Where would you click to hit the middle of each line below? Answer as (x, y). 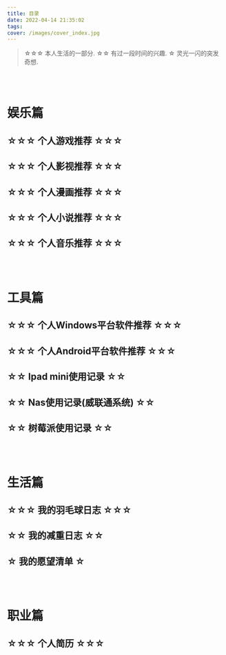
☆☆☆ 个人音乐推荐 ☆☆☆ (65, 244)
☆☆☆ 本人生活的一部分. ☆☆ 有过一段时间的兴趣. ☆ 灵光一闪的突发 (121, 53)
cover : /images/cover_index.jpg (53, 33)
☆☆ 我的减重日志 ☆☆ (55, 536)
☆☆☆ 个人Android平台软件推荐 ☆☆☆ (92, 351)
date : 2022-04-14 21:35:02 (46, 20)
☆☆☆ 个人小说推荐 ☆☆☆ (65, 218)
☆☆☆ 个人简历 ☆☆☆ (56, 643)
